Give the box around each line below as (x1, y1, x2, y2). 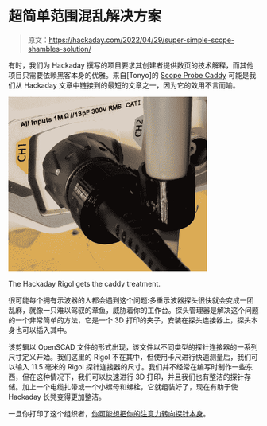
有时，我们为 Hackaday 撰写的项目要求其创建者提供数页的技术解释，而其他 (8, 61, 254, 70)
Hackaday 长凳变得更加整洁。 (8, 392, 106, 401)
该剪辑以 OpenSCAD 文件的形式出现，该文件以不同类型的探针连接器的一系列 (8, 342, 258, 351)
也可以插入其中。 (14, 325, 72, 334)
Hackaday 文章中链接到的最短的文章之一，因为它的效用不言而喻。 (23, 80, 240, 90)
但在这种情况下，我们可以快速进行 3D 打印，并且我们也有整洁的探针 (21, 372, 245, 381)
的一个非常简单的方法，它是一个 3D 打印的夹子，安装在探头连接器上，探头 (8, 315, 252, 325)
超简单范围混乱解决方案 (8, 7, 162, 25)
